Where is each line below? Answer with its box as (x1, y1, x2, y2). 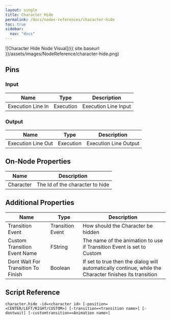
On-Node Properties (5, 157, 71, 166)
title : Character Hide (5, 12, 53, 17)
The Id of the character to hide (36, 181, 109, 188)
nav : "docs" (10, 31, 36, 36)
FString (50, 243, 68, 250)
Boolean (50, 264, 70, 271)
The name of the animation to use (82, 237, 163, 244)
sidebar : (5, 27, 24, 32)
